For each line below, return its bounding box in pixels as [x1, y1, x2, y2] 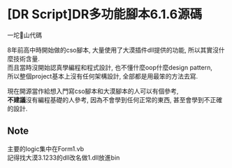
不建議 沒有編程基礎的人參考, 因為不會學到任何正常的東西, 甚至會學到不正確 [7, 95, 222, 104]
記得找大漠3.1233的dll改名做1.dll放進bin [7, 153, 120, 162]
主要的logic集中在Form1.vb [7, 144, 85, 153]
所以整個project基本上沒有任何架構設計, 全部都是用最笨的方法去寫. [7, 71, 198, 80]
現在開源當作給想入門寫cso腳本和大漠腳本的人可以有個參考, [7, 87, 179, 95]
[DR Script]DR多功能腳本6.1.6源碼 [7, 6, 203, 22]
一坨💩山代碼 [7, 31, 43, 39]
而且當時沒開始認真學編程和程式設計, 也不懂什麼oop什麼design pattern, [7, 63, 213, 71]
